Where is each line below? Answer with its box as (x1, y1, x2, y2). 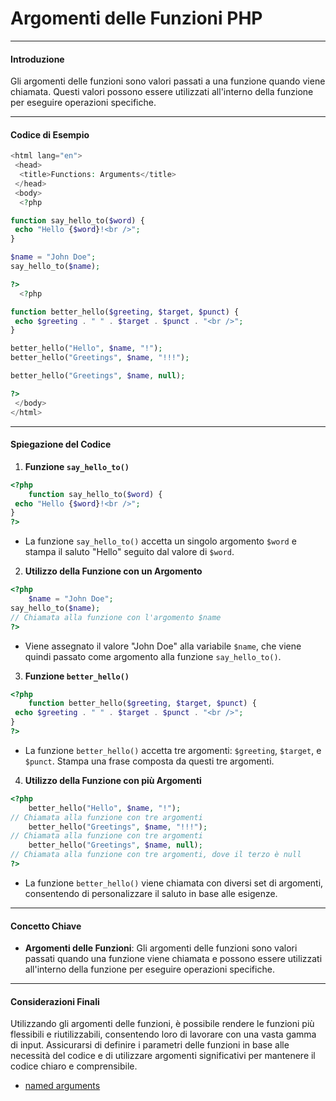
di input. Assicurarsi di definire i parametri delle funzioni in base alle (10, 1039, 290, 1051)
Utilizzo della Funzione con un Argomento (24, 565, 203, 577)
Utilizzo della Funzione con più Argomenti (24, 774, 202, 786)
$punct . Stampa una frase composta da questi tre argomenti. (24, 755, 275, 767)
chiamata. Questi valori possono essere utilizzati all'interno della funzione (10, 86, 314, 98)
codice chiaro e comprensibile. (10, 1060, 138, 1072)
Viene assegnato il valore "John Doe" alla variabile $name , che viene (24, 640, 302, 652)
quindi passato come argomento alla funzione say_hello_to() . (24, 650, 282, 662)
